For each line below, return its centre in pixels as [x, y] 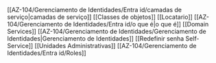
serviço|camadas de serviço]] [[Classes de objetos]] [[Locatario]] [100, 17]
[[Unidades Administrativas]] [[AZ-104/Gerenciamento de [116, 46]
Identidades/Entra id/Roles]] [47, 53]
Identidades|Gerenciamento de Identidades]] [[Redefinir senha [96, 39]
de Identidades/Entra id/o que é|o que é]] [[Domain [136, 24]
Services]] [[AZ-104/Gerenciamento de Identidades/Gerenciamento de [107, 31]
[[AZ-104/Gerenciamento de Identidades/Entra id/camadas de [94, 10]
